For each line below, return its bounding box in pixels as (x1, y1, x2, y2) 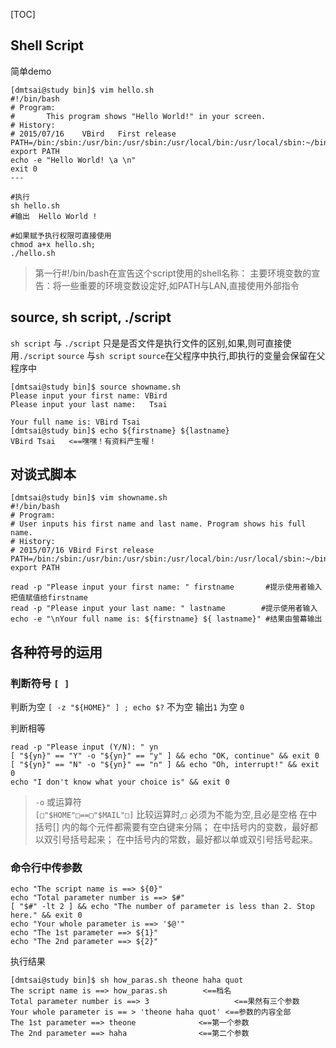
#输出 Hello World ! (10, 211, 98, 221)
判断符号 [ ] (10, 676, 70, 690)
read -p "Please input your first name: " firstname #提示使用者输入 (10, 582, 323, 593)
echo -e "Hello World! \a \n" (10, 155, 137, 165)
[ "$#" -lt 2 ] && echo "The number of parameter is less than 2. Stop (10, 902, 315, 912)
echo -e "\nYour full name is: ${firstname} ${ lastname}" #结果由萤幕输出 (10, 614, 323, 624)
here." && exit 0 (10, 910, 83, 921)
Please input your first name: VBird (10, 390, 168, 401)
